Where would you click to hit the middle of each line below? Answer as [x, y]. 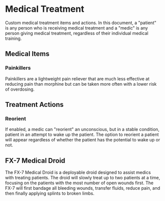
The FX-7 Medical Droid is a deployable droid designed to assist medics [78, 172]
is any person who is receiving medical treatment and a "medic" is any [77, 28]
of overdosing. [20, 89]
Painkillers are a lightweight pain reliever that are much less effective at [77, 79]
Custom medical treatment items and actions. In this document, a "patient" [81, 23]
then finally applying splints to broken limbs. [50, 194]
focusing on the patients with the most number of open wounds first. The [79, 183]
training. [14, 38]
